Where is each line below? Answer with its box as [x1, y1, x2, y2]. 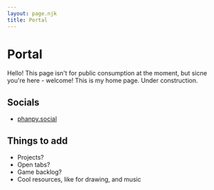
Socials [7, 96, 40, 108]
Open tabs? [17, 160, 50, 169]
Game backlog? [17, 168, 62, 176]
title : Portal [7, 17, 48, 23]
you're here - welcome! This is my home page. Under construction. [7, 77, 198, 85]
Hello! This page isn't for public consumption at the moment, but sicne [7, 69, 207, 77]
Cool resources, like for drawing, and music [17, 175, 142, 184]
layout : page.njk [7, 10, 57, 17]
